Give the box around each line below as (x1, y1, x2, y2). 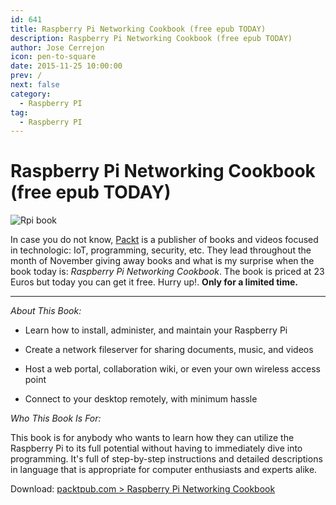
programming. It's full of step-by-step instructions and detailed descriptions (10, 453, 323, 465)
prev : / (10, 71, 43, 81)
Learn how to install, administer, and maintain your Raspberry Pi (24, 324, 288, 336)
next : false (10, 80, 60, 90)
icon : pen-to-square (10, 52, 97, 62)
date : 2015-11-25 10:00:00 (10, 61, 123, 71)
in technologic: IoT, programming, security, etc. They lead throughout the (10, 244, 312, 256)
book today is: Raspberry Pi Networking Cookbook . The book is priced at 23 (10, 266, 325, 278)
